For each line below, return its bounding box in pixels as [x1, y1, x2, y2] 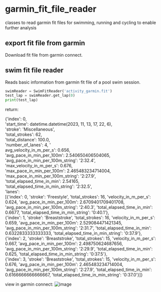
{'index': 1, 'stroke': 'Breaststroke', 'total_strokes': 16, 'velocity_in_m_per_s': [5, 215, 155, 221]
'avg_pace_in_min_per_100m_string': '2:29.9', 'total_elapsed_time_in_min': [5, 246, 153, 252]
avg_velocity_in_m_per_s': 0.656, [5, 147, 71, 153]
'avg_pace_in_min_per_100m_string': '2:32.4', [5, 157, 96, 163]
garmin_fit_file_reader [5, 3, 97, 15]
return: [5, 107, 19, 112]
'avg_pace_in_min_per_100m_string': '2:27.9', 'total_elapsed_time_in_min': [5, 267, 152, 272]
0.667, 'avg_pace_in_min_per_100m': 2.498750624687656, [5, 241, 123, 247]
